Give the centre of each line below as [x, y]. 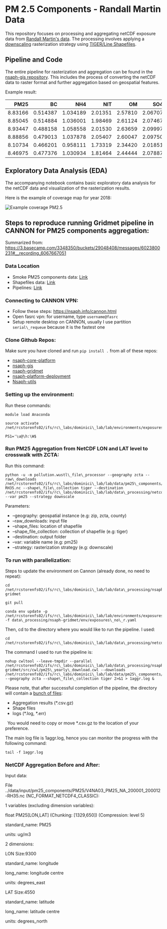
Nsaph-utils [24, 382]
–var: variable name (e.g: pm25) [45, 542]
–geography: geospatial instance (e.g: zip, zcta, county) [69, 516]
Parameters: [18, 506]
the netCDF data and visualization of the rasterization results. [68, 188]
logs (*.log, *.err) [29, 714]
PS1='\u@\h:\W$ [21, 436]
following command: [26, 743]
